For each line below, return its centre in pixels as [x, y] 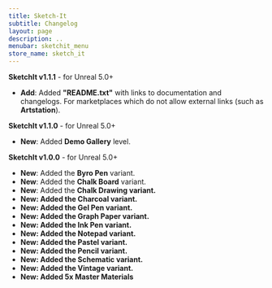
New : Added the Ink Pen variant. [76, 225]
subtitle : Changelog [43, 24]
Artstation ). [40, 110]
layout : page [30, 31]
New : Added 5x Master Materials [77, 277]
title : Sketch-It [38, 16]
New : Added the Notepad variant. [78, 233]
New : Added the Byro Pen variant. [78, 173]
